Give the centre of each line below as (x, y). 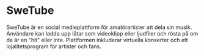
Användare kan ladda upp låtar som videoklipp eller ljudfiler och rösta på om (102, 33)
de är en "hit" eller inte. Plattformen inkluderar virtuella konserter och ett (97, 40)
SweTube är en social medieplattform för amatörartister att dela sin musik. (99, 27)
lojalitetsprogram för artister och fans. (54, 46)
